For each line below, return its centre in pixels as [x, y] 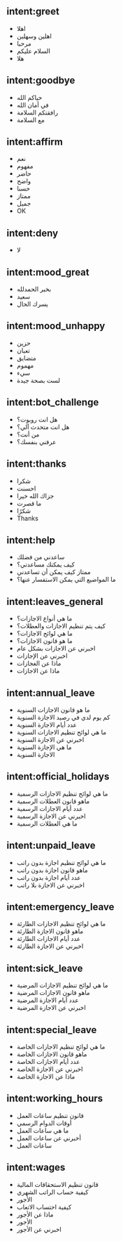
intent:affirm [35, 142]
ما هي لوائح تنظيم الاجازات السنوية [61, 732]
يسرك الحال [32, 304]
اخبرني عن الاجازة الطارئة [50, 946]
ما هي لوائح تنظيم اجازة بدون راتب [61, 862]
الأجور [24, 1221]
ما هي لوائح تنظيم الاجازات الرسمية [62, 793]
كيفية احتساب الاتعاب [44, 1207]
